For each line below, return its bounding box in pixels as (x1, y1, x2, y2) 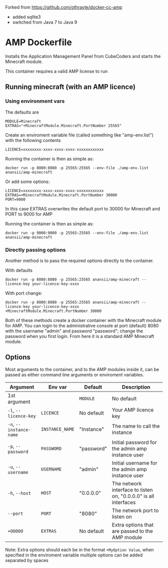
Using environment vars (5, 97, 65, 104)
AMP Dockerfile (5, 37, 72, 48)
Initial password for (111, 438, 157, 445)
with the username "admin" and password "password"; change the (5, 327, 143, 334)
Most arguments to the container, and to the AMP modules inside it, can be (5, 366, 159, 372)
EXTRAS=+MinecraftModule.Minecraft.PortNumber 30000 (5, 192, 117, 197)
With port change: (5, 290, 42, 296)
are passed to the (111, 527, 153, 534)
